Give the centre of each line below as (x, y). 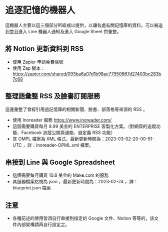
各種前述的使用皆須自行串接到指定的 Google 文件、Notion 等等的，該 (83, 218)
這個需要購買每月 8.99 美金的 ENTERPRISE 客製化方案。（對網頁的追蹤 (84, 126)
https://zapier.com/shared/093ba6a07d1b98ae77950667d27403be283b (87, 74)
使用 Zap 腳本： (28, 68)
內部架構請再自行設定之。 (43, 224)
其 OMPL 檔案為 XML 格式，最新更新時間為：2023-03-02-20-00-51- (83, 139)
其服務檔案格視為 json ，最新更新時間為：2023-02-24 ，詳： (75, 182)
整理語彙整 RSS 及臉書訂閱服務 (53, 96)
